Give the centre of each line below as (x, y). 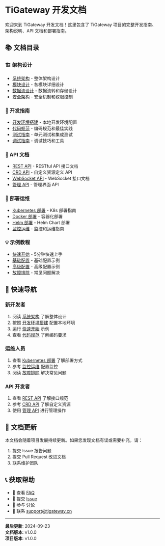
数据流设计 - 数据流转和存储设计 (45, 90)
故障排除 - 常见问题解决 (36, 273)
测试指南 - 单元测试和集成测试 (42, 134)
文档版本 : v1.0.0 (21, 532)
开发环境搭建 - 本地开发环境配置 (45, 122)
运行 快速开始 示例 (31, 328)
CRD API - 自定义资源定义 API (42, 172)
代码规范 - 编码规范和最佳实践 (42, 128)
